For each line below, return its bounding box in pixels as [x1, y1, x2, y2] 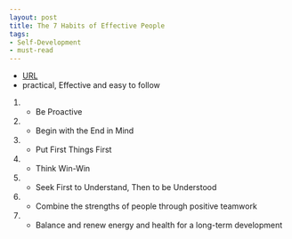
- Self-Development [9, 37, 82, 47]
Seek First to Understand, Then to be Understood [35, 182, 217, 193]
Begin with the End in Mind [35, 125, 134, 136]
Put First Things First [35, 144, 112, 155]
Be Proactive [35, 107, 83, 117]
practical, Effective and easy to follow [21, 80, 160, 91]
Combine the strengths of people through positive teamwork [35, 201, 258, 211]
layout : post [9, 12, 58, 22]
